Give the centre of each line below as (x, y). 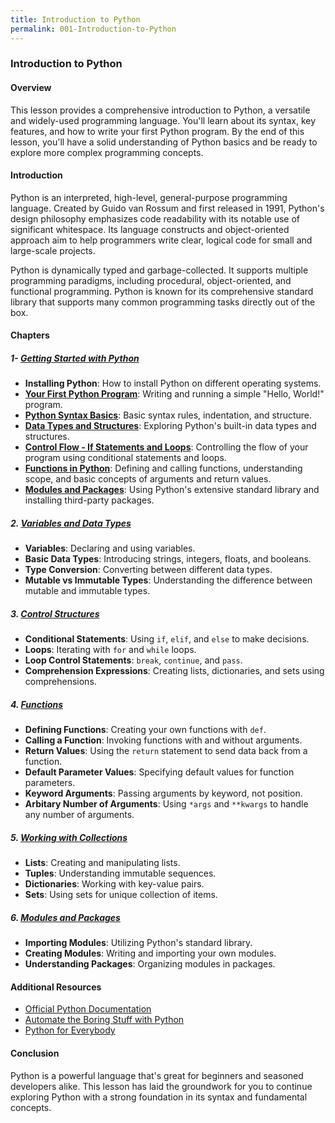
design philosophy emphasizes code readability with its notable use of (155, 218)
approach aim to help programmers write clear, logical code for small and (161, 240)
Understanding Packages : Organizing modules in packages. (150, 964)
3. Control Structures (55, 613)
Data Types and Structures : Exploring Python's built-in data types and (170, 426)
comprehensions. (60, 682)
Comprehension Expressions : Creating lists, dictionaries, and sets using (174, 671)
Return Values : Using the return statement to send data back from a (166, 751)
